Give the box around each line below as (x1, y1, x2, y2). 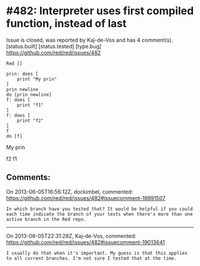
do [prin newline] (6, 91, 52, 97)
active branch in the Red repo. (6, 216, 86, 222)
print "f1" (17, 102, 44, 108)
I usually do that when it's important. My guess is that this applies (6, 250, 187, 256)
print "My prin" (17, 76, 58, 82)
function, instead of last (6, 17, 127, 30)
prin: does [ (6, 71, 39, 77)
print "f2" (17, 118, 44, 123)
